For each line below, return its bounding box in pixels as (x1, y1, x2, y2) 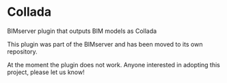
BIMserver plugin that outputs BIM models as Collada (7, 27, 157, 35)
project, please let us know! (7, 68, 85, 76)
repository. (7, 47, 38, 56)
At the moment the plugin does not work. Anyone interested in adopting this (7, 60, 220, 69)
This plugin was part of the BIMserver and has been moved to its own (7, 40, 203, 48)
